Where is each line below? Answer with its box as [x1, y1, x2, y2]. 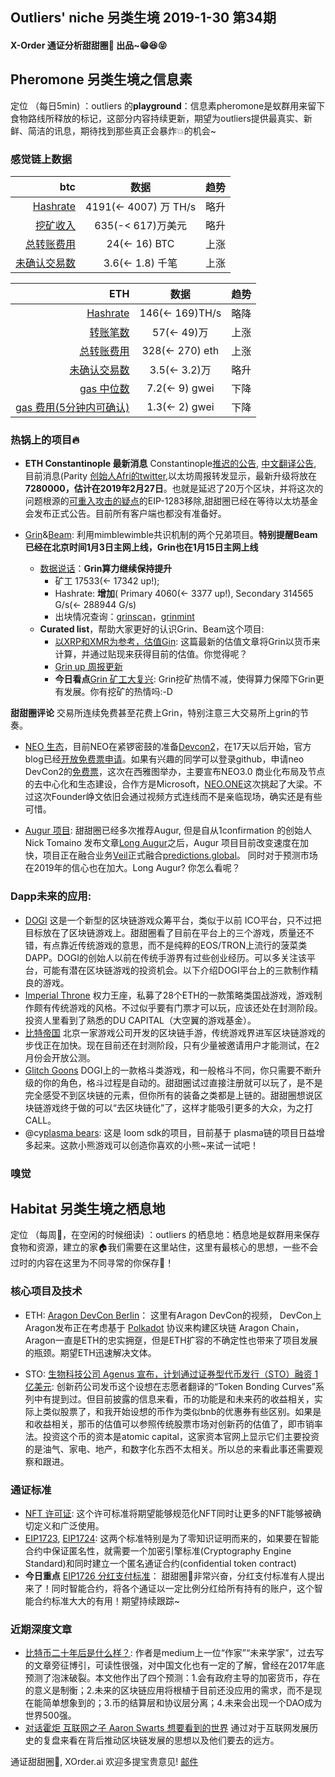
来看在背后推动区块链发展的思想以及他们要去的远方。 [59, 1734, 280, 1747]
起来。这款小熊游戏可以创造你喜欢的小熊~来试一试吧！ [33, 1139, 260, 1151]
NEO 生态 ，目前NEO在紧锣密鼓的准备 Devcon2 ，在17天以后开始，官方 [24, 741, 312, 753]
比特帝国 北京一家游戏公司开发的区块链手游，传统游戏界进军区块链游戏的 [24, 1026, 326, 1038]
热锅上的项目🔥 [10, 433, 80, 447]
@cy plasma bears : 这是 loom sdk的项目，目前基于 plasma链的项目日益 [24, 1126, 317, 1138]
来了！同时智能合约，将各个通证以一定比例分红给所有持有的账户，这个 [24, 1583, 315, 1595]
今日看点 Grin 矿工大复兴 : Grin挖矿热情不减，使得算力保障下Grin [54, 673, 316, 685]
